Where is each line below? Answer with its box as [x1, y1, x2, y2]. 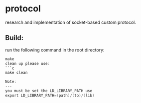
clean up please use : [5, 61, 50, 66]
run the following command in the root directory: [5, 47, 105, 52]
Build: [5, 34, 24, 42]
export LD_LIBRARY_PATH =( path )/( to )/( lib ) [5, 93, 95, 98]
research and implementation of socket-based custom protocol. [5, 19, 136, 25]
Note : [5, 79, 16, 84]
